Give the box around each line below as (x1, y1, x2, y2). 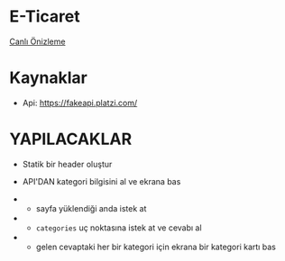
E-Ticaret (9, 6, 80, 27)
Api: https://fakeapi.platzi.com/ (22, 97, 138, 108)
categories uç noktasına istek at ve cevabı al (35, 222, 202, 233)
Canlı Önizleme (9, 36, 66, 47)
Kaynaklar (9, 67, 87, 88)
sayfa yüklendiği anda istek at (35, 202, 147, 213)
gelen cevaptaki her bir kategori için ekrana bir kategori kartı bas (35, 241, 277, 252)
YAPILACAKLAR (9, 129, 133, 149)
